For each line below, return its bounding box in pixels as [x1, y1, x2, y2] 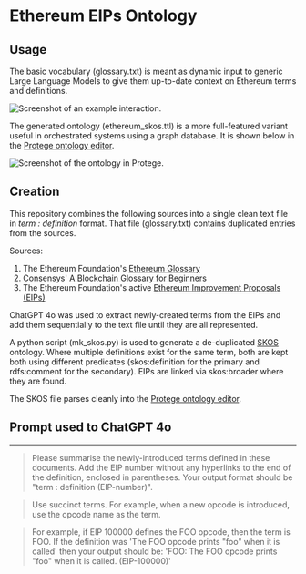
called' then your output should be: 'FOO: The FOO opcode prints [31, 546, 278, 557]
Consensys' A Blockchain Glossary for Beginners [22, 272, 208, 283]
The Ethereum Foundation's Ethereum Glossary [22, 262, 200, 273]
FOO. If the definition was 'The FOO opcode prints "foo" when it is [31, 536, 280, 547]
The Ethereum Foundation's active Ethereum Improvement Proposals [22, 282, 281, 292]
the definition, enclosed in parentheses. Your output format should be [31, 471, 293, 483]
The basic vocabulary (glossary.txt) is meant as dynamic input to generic [9, 66, 284, 77]
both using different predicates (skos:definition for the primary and [9, 356, 260, 367]
